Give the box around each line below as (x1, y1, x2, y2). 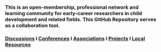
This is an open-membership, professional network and (5, 4, 139, 11)
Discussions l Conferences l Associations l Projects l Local (5, 35, 145, 42)
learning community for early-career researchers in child (5, 10, 142, 17)
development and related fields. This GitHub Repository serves (5, 16, 157, 23)
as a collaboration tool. (5, 22, 60, 29)
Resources (5, 41, 31, 48)
